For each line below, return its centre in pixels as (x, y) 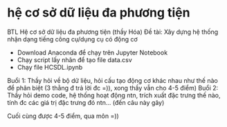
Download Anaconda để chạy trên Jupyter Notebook (92, 52)
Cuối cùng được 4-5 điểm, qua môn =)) (63, 116)
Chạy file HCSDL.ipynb (50, 67)
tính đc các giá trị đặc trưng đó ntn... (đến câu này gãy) (86, 102)
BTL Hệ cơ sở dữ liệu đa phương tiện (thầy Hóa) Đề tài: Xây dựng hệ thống (113, 32)
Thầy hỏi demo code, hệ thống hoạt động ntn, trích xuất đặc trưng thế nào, (114, 95)
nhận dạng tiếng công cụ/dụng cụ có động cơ (73, 39)
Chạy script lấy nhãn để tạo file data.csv (75, 59)
